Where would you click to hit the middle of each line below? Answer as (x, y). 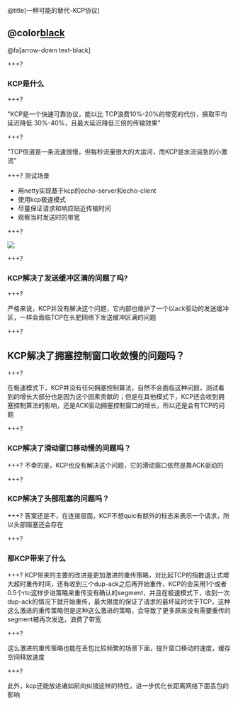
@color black (36, 33)
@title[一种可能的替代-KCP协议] (54, 10)
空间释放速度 (26, 657)
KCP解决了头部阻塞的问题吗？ (58, 499)
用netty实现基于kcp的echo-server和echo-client (87, 191)
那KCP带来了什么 (36, 558)
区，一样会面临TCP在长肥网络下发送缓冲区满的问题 (82, 317)
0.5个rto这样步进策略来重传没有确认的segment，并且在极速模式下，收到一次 (119, 593)
